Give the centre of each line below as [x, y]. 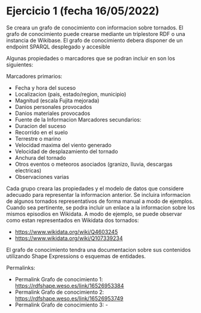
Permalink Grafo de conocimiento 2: [59, 292]
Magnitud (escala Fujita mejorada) [57, 101]
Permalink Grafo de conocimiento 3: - [61, 305]
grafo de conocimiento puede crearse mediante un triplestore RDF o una [96, 34]
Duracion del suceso [40, 126]
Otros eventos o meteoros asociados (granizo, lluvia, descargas [94, 164]
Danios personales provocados [53, 107]
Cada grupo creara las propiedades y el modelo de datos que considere [95, 188]
